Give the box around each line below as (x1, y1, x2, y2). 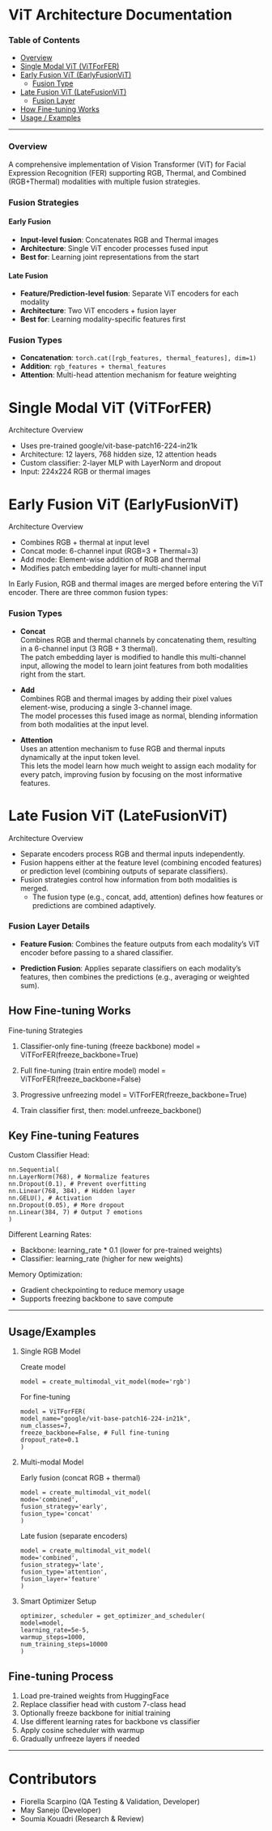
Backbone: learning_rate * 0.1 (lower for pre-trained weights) (19, 1245, 223, 1255)
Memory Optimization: (8, 1269, 83, 1280)
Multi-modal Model (19, 1457, 84, 1467)
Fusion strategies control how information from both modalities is (19, 874, 237, 884)
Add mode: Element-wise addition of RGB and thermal (19, 554, 201, 564)
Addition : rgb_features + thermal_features (19, 362, 167, 372)
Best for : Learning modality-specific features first (19, 314, 186, 325)
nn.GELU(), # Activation (8, 1194, 92, 1203)
